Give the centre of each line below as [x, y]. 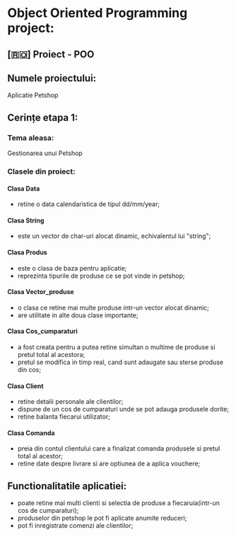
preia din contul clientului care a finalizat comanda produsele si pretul [119, 448]
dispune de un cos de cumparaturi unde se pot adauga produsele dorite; [123, 409]
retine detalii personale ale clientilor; [70, 402]
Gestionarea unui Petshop [45, 153]
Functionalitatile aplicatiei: [67, 486]
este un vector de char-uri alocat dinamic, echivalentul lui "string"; [114, 236]
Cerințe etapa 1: [43, 117]
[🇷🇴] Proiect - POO [51, 54]
